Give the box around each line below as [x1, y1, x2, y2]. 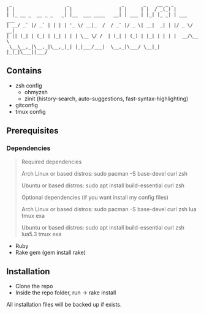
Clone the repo [15, 283, 53, 290]
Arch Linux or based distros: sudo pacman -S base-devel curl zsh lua [21, 205, 197, 212]
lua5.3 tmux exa [21, 230, 62, 237]
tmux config [15, 108, 46, 115]
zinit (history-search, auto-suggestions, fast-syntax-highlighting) [24, 95, 189, 102]
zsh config [15, 81, 42, 89]
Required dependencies [21, 158, 82, 165]
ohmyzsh [24, 88, 48, 95]
